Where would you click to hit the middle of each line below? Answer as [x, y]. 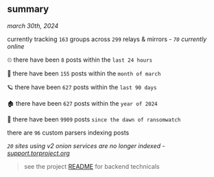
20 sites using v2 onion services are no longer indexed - [86, 145]
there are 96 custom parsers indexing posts [68, 132]
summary [28, 9]
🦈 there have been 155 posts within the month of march [84, 73]
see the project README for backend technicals [92, 166]
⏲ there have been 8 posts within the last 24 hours [80, 60]
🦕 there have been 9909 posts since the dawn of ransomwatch [94, 119]
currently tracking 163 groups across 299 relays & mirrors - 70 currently [107, 39]
